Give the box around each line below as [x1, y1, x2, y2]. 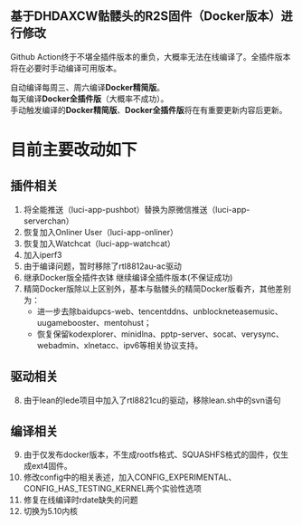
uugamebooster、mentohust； [36, 317, 152, 328]
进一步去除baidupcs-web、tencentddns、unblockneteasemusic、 [36, 306, 283, 317]
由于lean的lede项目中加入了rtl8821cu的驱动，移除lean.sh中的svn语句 [23, 395, 281, 406]
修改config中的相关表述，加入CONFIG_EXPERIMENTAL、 [23, 472, 237, 482]
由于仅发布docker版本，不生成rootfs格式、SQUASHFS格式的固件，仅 [23, 449, 281, 460]
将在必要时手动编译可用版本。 [10, 62, 121, 73]
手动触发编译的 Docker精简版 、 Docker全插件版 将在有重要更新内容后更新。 [10, 104, 288, 115]
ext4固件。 [31, 461, 72, 472]
